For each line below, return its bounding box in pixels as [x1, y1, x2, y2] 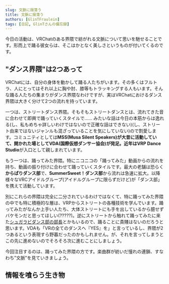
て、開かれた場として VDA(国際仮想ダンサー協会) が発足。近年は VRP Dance [5, 140, 161, 147]
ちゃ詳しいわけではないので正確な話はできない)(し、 [33, 122, 143, 128]
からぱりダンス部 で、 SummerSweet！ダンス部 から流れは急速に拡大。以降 [5, 170, 160, 176]
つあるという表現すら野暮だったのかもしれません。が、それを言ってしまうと [5, 231, 164, 238]
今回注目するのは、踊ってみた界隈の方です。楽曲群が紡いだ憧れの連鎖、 [5, 249, 155, 255]
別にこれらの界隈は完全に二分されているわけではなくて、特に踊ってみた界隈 [5, 194, 164, 200]
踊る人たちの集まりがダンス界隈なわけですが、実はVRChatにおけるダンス [9, 92, 162, 98]
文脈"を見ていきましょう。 [16, 255, 72, 261]
